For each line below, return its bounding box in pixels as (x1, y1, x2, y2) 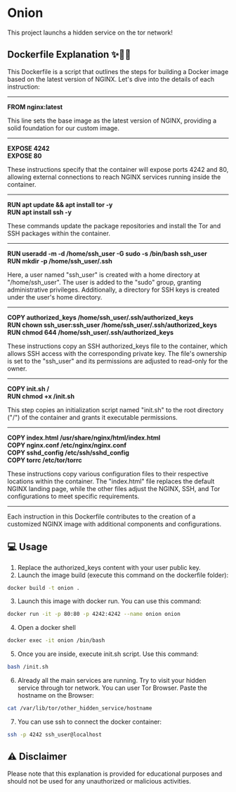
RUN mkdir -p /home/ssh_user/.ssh (7, 256, 112, 265)
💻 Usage (7, 541, 48, 553)
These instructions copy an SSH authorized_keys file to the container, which (7, 342, 228, 350)
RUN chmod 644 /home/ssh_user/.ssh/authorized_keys (7, 328, 174, 336)
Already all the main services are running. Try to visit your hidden (17, 676, 206, 685)
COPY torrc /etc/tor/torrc (7, 456, 82, 464)
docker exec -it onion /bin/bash (7, 637, 105, 644)
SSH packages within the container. (7, 229, 111, 237)
